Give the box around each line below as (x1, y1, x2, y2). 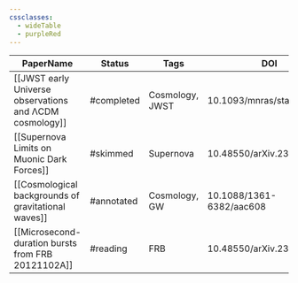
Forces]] (13, 164, 50, 177)
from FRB (13, 249, 53, 261)
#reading (90, 242, 128, 255)
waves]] (13, 211, 48, 224)
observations (13, 95, 68, 107)
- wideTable (17, 21, 62, 30)
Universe (13, 83, 51, 96)
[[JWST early (13, 73, 69, 85)
